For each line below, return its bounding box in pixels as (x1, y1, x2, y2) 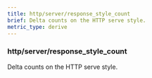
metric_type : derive (7, 23, 68, 30)
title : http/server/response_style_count (7, 10, 131, 18)
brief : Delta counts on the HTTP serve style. (7, 17, 146, 24)
